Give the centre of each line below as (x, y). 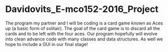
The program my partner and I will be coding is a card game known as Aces (84, 23)
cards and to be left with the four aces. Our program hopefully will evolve (81, 33)
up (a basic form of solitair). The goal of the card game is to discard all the (83, 28)
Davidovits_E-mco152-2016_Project (82, 9)
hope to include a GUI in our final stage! (47, 44)
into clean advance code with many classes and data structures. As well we (84, 39)
